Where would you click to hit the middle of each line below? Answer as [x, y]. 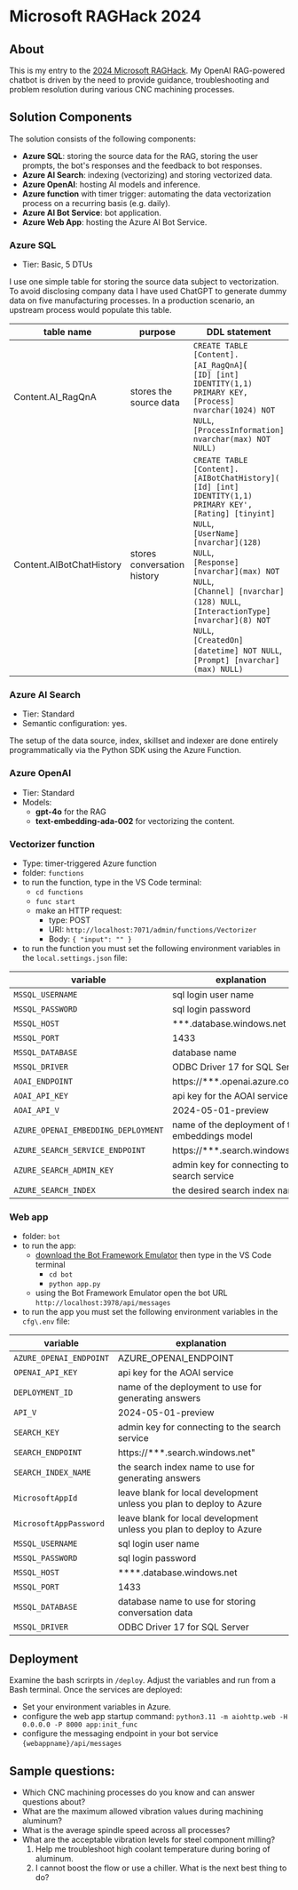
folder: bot [41, 1237]
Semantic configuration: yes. [74, 724]
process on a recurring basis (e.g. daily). [96, 203]
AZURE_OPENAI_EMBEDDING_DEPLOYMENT [89, 1130]
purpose [157, 332]
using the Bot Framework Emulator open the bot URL [131, 1293]
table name [67, 332]
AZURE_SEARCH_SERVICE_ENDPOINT [80, 1150]
